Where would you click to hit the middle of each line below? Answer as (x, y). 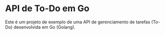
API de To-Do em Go (47, 9)
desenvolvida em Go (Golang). (44, 27)
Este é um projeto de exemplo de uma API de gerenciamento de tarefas (78, 22)
